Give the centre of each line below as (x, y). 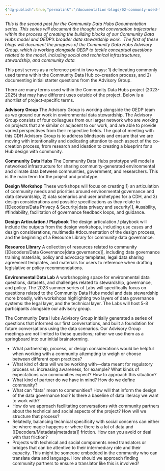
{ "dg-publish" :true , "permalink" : (39, 10)
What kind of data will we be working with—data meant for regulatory (82, 364)
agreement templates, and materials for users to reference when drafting (79, 262)
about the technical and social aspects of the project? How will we (79, 411)
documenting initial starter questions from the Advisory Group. (68, 80)
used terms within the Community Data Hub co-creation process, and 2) (78, 75)
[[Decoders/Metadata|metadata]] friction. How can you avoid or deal (82, 432)
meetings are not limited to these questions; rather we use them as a (74, 333)
